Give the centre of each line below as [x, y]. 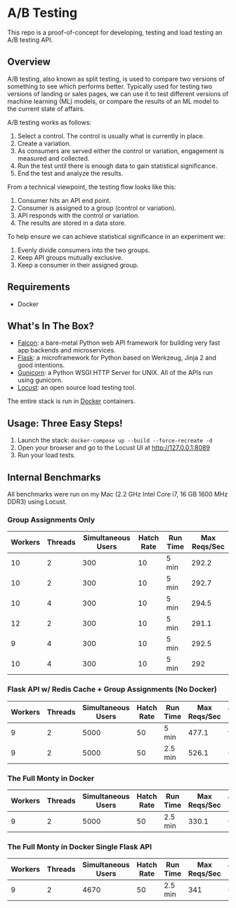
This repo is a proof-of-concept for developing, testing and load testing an [115, 32]
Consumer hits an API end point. [64, 200]
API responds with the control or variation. [79, 215]
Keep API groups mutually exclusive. [70, 257]
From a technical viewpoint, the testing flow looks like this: [92, 187]
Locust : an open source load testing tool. [77, 388]
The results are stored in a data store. [72, 223]
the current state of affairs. [46, 108]
